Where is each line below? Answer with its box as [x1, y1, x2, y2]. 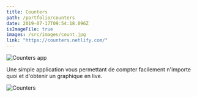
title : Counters [6, 9, 48, 15]
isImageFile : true [6, 26, 53, 32]
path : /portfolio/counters [6, 15, 75, 21]
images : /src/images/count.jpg [6, 32, 86, 38]
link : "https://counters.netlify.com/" [6, 37, 108, 43]
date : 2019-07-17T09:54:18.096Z [6, 20, 89, 26]
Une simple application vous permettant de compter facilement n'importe [6, 66, 191, 73]
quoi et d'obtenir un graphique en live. [6, 73, 103, 79]
